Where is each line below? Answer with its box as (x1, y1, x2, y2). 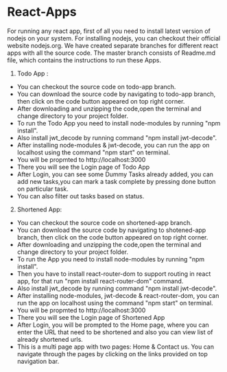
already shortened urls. (16, 335, 84, 343)
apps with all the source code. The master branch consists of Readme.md (7, 49, 216, 57)
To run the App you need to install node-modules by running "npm (16, 255, 205, 263)
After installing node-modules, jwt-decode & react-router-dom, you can (16, 291, 219, 299)
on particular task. (16, 185, 69, 193)
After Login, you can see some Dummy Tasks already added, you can (16, 170, 214, 178)
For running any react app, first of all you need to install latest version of (7, 27, 211, 35)
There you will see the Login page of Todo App (16, 163, 150, 171)
